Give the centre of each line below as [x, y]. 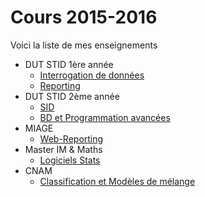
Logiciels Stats [70, 160]
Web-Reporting [71, 138]
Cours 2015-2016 [84, 17]
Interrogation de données [92, 75]
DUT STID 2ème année [72, 96]
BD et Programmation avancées [105, 117]
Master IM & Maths [63, 149]
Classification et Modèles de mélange [117, 181]
